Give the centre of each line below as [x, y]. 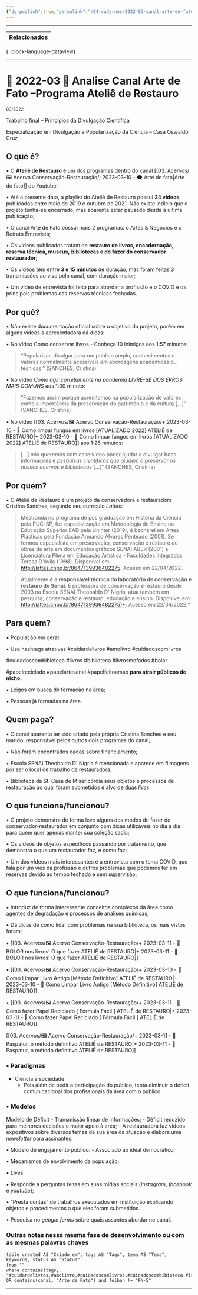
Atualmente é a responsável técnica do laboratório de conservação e [106, 579]
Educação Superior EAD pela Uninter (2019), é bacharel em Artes [100, 530]
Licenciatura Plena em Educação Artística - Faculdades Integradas [101, 555]
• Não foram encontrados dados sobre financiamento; [72, 752]
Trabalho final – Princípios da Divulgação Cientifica [68, 120]
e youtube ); [20, 1190]
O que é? [23, 157]
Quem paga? [30, 720]
